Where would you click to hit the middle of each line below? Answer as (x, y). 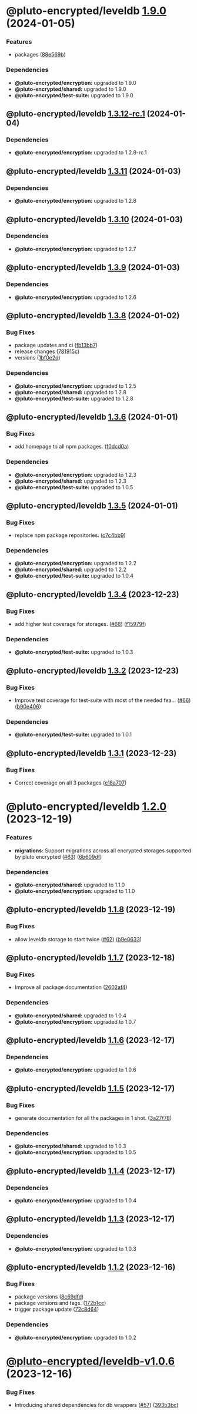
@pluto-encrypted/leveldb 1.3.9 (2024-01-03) (93, 267)
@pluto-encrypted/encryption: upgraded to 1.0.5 (75, 1152)
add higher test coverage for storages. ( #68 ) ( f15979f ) (80, 624)
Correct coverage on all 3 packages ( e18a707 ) (71, 783)
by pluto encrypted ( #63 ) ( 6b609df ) (58, 856)
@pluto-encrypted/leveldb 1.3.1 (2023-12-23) (91, 753)
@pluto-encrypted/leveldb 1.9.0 (86, 11)
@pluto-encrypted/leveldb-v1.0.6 (91, 1361)
